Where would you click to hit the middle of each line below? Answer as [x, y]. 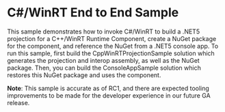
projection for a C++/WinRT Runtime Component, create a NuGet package [112, 38]
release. [18, 102]
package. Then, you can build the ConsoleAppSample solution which [104, 68]
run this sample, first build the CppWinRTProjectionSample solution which [111, 53]
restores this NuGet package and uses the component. [84, 75]
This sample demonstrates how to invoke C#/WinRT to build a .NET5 [104, 31]
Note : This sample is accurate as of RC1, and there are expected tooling [108, 88]
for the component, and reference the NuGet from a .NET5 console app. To [113, 46]
